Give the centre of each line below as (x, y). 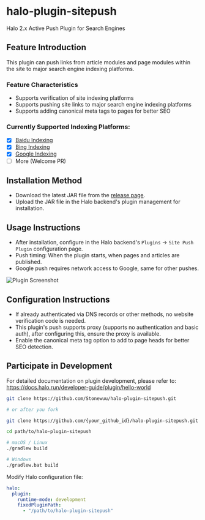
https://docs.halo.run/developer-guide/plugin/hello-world (79, 387)
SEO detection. (34, 347)
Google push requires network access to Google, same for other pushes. (107, 268)
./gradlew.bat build (33, 465)
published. (28, 262)
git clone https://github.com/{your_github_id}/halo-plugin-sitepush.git (102, 421)
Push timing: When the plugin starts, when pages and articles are (97, 255)
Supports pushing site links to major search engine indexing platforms (103, 105)
